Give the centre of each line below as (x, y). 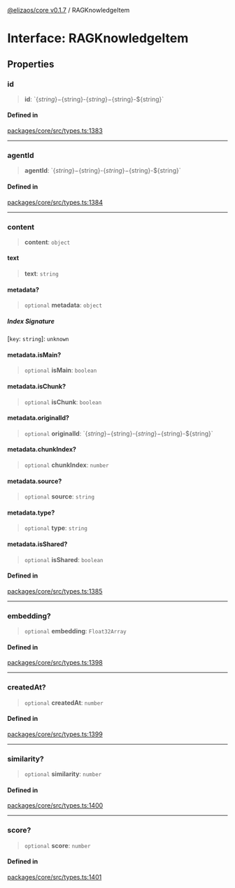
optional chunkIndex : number (67, 465)
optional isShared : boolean (64, 559)
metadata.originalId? (38, 418)
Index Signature (31, 321)
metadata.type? (31, 513)
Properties (31, 64)
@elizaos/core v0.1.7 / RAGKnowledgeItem (69, 10)
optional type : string (56, 528)
